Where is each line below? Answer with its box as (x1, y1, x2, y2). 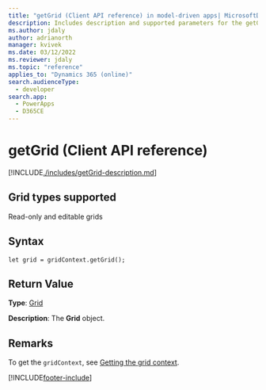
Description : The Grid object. (8, 314, 105, 323)
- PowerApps (15, 100, 55, 108)
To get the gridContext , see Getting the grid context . (8, 357, 180, 367)
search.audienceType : (8, 78, 80, 86)
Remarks (8, 336, 54, 350)
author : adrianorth (8, 33, 73, 42)
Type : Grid (8, 298, 44, 308)
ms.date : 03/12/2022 (8, 48, 77, 56)
